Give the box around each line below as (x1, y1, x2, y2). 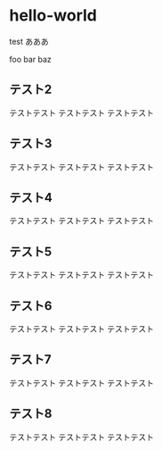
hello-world (9, 5, 98, 26)
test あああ (9, 36, 49, 46)
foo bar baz (9, 54, 52, 64)
